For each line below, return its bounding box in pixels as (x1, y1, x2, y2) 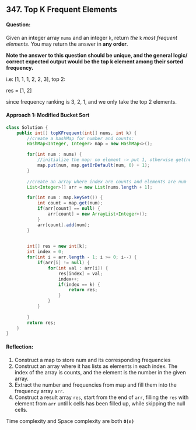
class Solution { (6, 124, 48, 131)
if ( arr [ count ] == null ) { (37, 206, 100, 211)
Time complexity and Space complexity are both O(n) (6, 417, 134, 424)
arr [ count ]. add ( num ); (37, 222, 90, 228)
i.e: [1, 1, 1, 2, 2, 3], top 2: (6, 76, 66, 83)
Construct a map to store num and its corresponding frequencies (14, 356, 171, 363)
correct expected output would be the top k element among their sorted (6, 58, 184, 65)
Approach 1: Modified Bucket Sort (6, 111, 90, 119)
